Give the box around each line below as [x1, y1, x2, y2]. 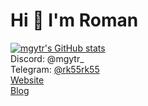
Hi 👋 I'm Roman [10, 9, 139, 32]
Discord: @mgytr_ [10, 52, 85, 64]
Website [10, 74, 45, 86]
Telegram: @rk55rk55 [10, 63, 100, 75]
